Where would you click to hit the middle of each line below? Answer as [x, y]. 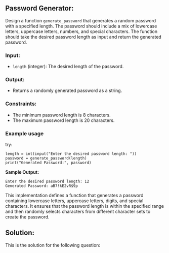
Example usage [25, 133]
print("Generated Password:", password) [49, 163]
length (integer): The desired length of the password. [68, 67]
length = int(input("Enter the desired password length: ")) [71, 154]
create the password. [27, 217]
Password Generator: [39, 8]
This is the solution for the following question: [53, 245]
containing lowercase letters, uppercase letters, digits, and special [74, 201]
